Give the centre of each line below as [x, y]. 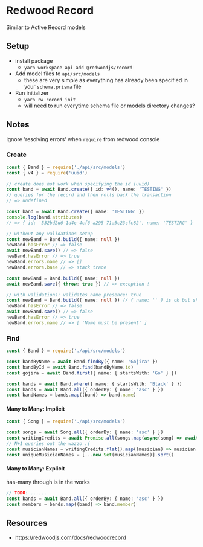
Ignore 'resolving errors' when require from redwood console [83, 139]
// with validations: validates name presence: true [74, 295]
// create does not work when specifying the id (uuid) [78, 184]
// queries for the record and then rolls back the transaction [89, 195]
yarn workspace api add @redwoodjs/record [78, 68]
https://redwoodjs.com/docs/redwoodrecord [71, 537]
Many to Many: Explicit [36, 469]
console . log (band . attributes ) [44, 217]
